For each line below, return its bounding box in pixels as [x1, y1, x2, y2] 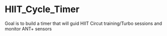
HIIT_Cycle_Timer [5, 4, 79, 15]
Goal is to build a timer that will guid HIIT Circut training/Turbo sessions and [5, 20, 162, 26]
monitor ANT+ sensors [5, 25, 52, 31]
